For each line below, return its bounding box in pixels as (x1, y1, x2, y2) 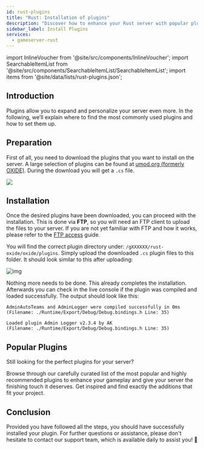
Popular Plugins (6, 342, 68, 352)
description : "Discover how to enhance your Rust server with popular (6, 20, 189, 26)
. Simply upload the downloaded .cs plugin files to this (58, 249, 194, 257)
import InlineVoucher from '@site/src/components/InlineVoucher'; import (6, 54, 188, 61)
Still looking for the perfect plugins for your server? (6, 358, 134, 366)
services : (6, 32, 32, 38)
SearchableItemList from (6, 60, 68, 68)
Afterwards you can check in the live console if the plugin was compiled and (6, 286, 197, 293)
